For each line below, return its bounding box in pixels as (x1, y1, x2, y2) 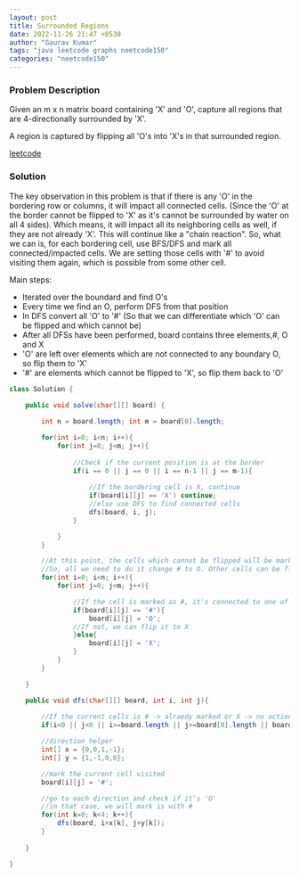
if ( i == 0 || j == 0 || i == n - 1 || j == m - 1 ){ (72, 466, 253, 475)
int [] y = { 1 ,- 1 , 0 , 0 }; (41, 753, 125, 762)
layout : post (9, 12, 58, 22)
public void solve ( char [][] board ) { (25, 401, 166, 410)
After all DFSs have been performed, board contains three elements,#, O (21, 329, 288, 340)
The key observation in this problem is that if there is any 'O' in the (9, 191, 253, 201)
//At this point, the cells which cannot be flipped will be (41, 556, 273, 566)
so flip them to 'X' (21, 357, 87, 368)
